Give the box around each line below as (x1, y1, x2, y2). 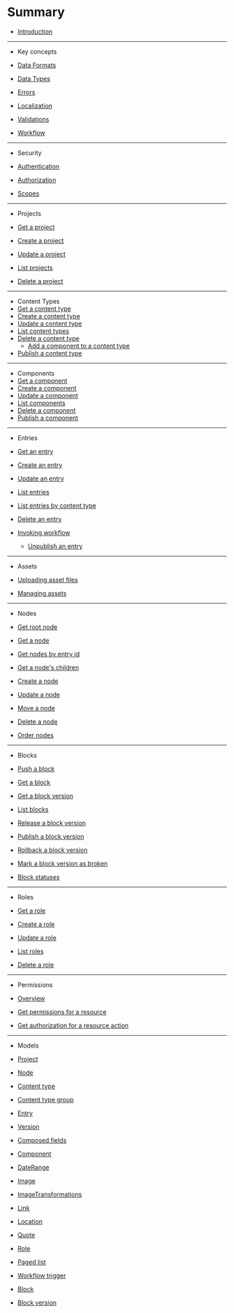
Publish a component (17, 413, 79, 422)
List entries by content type (17, 501, 96, 510)
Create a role (17, 920, 55, 928)
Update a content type (17, 319, 82, 328)
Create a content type (17, 311, 81, 320)
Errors (17, 88, 36, 96)
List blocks (17, 805, 49, 814)
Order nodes (17, 731, 54, 739)
